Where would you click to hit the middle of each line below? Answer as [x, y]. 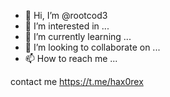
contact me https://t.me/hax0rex [77, 81]
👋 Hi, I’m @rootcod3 [66, 15]
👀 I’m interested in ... [67, 26]
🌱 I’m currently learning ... [78, 36]
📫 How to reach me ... [71, 58]
